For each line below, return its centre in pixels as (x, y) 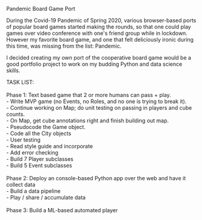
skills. (13, 71)
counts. (16, 114)
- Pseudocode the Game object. (46, 127)
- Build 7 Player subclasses (40, 159)
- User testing (24, 140)
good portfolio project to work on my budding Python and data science (94, 64)
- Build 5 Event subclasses (39, 165)
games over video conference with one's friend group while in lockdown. (97, 33)
